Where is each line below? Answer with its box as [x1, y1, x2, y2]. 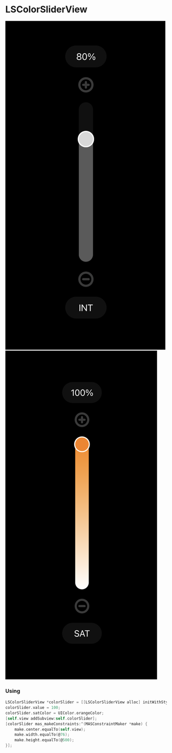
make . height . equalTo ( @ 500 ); [14, 738, 74, 743]
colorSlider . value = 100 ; [5, 705, 60, 710]
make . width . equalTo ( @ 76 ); [14, 732, 70, 738]
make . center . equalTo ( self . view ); [14, 727, 86, 732]
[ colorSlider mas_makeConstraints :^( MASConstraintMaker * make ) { [5, 721, 147, 726]
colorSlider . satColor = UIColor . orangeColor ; [5, 710, 104, 716]
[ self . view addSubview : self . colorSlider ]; [5, 716, 97, 721]
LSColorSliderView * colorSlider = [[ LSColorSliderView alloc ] [5, 700, 141, 705]
